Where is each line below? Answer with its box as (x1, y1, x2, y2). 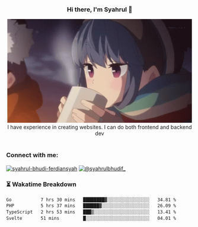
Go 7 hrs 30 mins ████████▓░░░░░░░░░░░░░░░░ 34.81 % (6, 197, 177, 203)
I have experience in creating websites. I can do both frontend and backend (7, 124, 192, 131)
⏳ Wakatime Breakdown (6, 180, 77, 188)
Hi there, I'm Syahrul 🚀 (66, 5, 133, 14)
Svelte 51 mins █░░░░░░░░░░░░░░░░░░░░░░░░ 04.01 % (6, 216, 177, 222)
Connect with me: (6, 151, 59, 159)
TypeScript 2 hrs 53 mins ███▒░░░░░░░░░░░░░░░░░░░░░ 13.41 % (6, 209, 177, 215)
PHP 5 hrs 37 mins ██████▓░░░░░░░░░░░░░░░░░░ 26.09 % (6, 203, 177, 209)
